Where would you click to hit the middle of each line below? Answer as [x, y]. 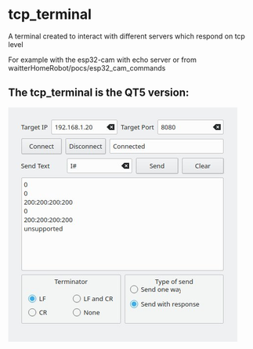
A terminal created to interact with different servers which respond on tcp [127, 36]
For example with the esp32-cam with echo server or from [103, 60]
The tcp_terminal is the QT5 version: [99, 93]
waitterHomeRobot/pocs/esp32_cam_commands [87, 67]
